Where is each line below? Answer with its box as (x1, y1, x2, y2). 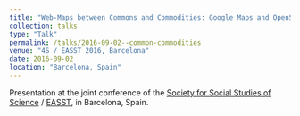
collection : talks (9, 21, 78, 30)
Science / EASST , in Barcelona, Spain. (9, 96, 149, 107)
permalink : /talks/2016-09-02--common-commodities (9, 37, 202, 47)
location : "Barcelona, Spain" (9, 63, 122, 72)
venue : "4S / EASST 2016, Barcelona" (9, 46, 150, 55)
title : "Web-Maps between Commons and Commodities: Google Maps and (9, 12, 270, 22)
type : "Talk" (9, 29, 58, 38)
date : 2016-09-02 (9, 54, 74, 63)
